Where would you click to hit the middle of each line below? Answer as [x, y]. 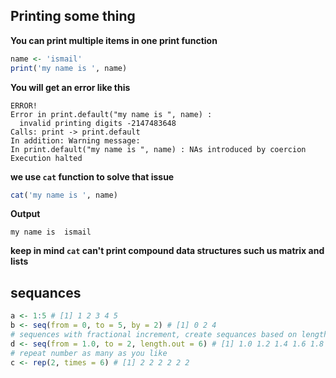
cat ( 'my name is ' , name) [64, 195]
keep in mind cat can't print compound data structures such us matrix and [167, 251]
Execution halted [46, 158]
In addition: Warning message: [75, 140]
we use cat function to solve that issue [92, 176]
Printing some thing [73, 16]
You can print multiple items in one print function [114, 40]
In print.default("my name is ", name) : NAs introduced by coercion [158, 149]
